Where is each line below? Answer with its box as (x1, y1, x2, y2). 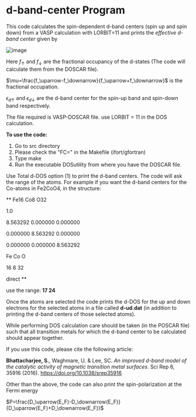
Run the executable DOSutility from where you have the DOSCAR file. (14, 161, 182, 168)
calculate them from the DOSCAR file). (6, 66, 98, 73)
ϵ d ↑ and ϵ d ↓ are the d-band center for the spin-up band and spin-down (6, 94, 178, 103)
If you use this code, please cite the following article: (6, 346, 133, 353)
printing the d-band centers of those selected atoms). (6, 311, 136, 318)
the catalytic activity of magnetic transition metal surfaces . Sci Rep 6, (6, 363, 175, 370)
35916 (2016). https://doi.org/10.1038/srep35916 (6, 369, 122, 376)
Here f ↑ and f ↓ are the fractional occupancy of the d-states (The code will (6, 58, 185, 66)
